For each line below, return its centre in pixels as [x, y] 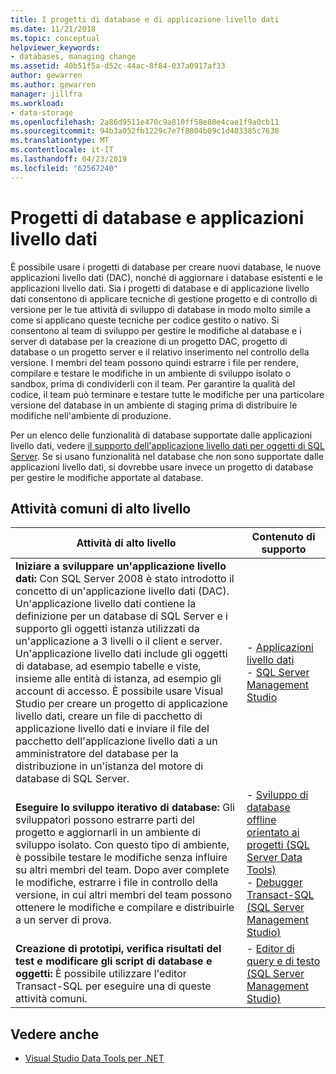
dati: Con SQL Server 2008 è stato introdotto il [125, 579]
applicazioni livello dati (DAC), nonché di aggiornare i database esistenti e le [167, 277]
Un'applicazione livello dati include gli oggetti [121, 654]
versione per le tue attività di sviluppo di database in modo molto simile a [160, 309]
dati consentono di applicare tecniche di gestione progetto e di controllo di [164, 298]
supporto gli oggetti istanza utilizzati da [107, 629]
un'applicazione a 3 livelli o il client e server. [119, 641]
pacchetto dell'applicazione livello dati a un [116, 741]
